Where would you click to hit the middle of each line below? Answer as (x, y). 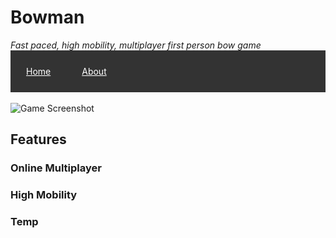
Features (38, 139)
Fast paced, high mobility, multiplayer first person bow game (136, 45)
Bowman (47, 17)
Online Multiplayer (56, 168)
